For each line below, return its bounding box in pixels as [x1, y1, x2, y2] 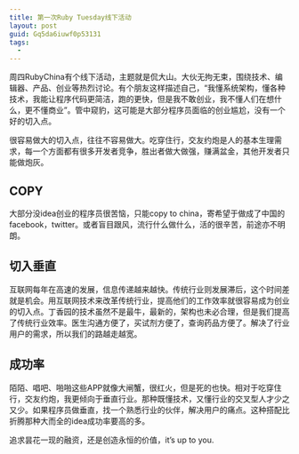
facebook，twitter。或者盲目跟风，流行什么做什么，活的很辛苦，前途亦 [9, 219, 271, 229]
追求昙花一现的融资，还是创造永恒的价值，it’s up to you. [9, 434, 214, 445]
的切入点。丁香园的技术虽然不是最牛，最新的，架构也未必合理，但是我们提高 [9, 306, 290, 316]
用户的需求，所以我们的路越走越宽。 [9, 328, 142, 339]
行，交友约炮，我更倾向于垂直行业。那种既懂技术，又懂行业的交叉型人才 [9, 393, 274, 404]
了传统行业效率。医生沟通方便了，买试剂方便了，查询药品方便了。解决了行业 [9, 317, 290, 328]
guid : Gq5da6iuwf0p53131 [9, 29, 101, 38]
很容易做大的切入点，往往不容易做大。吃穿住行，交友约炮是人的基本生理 [9, 135, 274, 146]
